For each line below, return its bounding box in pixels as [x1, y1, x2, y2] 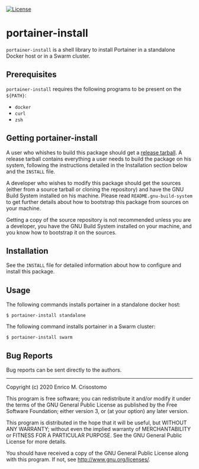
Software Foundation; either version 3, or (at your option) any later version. [6, 408, 189, 414]
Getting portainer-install [6, 133, 98, 143]
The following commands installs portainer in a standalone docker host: [6, 301, 181, 309]
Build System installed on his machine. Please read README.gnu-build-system [6, 192, 192, 199]
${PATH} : [6, 92, 27, 99]
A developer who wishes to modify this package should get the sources [6, 179, 181, 187]
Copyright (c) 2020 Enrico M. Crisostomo [6, 383, 107, 391]
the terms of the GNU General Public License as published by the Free [6, 401, 178, 408]
